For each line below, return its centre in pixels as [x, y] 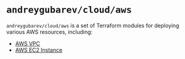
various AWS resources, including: [50, 32]
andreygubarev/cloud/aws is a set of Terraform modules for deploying [93, 25]
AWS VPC [28, 43]
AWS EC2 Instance [39, 50]
